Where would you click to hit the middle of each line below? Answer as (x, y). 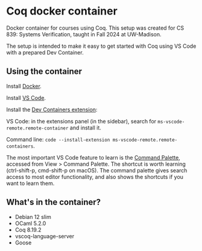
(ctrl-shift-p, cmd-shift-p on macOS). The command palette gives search (97, 170)
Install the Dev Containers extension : (52, 109)
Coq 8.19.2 (28, 230)
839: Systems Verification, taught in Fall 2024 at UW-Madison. (84, 34)
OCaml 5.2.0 (30, 223)
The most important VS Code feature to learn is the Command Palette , (93, 157)
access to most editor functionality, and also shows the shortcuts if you (95, 177)
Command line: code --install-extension (58, 139)
